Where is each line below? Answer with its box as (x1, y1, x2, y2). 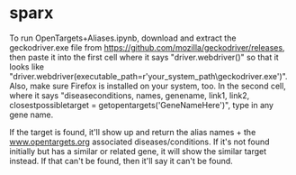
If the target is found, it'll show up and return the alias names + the (9, 126, 256, 137)
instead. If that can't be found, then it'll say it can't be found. (9, 155, 234, 166)
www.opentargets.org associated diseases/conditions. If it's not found (9, 136, 270, 147)
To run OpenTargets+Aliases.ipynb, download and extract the (9, 32, 237, 43)
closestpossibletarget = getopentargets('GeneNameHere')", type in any (9, 99, 274, 110)
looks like (9, 61, 45, 72)
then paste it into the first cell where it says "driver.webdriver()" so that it (9, 51, 279, 62)
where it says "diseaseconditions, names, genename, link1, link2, (9, 89, 250, 101)
